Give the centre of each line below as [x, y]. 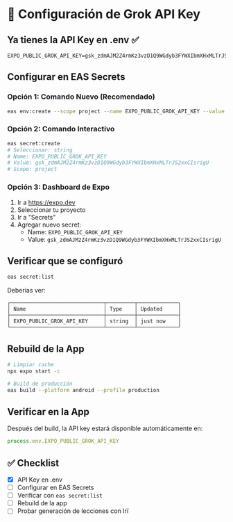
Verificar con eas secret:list [60, 496]
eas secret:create [34, 143]
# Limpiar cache [31, 365]
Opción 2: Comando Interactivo [61, 129]
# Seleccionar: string [40, 150]
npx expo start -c [34, 371]
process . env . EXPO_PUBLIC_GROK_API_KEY [63, 441]
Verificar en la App [49, 412]
